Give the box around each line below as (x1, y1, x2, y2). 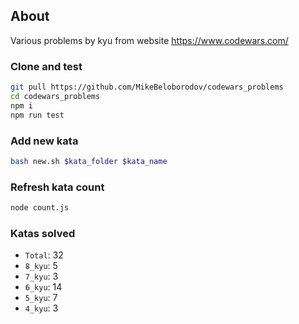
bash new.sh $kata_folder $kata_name (10, 156, 168, 166)
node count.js (10, 203, 70, 213)
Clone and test (10, 59, 83, 73)
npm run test (10, 110, 65, 120)
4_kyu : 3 (24, 302, 59, 314)
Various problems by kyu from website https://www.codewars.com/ (10, 34, 289, 46)
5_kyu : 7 (24, 292, 58, 304)
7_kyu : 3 (24, 270, 59, 283)
